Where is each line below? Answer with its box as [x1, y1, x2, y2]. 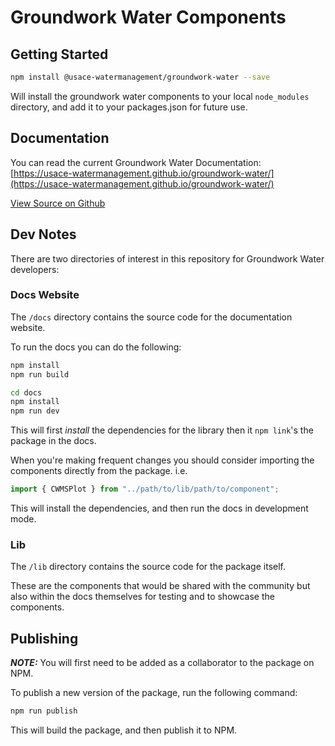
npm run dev [10, 406, 60, 416]
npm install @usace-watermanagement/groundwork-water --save [10, 72, 271, 82]
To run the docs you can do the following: [10, 341, 182, 353]
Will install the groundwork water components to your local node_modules [10, 90, 310, 102]
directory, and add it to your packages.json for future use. [10, 101, 248, 113]
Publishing [10, 630, 79, 647]
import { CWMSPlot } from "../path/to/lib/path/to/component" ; [10, 484, 280, 495]
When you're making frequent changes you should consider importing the [10, 454, 315, 466]
